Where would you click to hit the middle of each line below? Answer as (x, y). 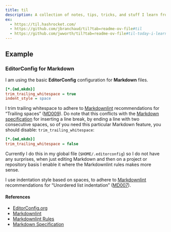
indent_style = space (28, 99)
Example (19, 54)
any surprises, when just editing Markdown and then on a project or (76, 159)
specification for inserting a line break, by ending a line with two (73, 119)
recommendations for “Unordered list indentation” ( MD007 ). (68, 185)
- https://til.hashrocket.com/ (43, 24)
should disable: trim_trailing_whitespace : (50, 130)
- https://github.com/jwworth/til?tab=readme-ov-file (68, 34)
